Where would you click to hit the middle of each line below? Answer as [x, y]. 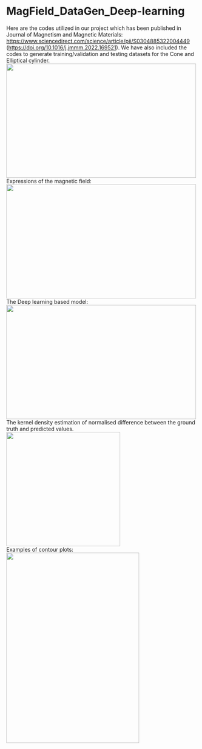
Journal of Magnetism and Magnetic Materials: [65, 34]
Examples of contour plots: [40, 549]
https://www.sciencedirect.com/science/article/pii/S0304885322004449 [98, 41]
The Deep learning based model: [47, 301]
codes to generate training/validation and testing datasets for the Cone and [100, 54]
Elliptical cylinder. [28, 60]
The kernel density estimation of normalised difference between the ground [101, 422]
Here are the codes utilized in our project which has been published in [94, 28]
